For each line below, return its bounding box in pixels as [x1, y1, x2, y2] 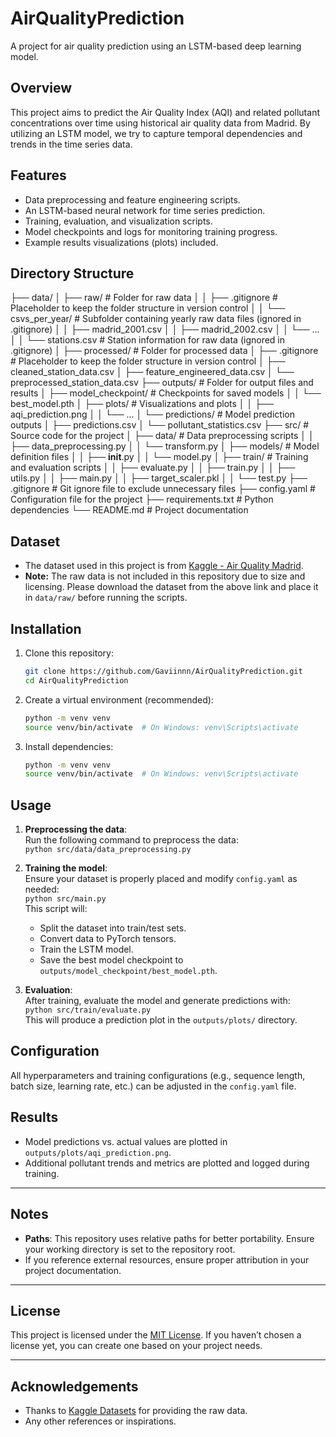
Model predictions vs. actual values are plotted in [24, 1135, 228, 1147]
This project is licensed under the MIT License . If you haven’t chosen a [10, 1329, 302, 1341]
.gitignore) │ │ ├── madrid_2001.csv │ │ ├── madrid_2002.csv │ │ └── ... [10, 323, 320, 336]
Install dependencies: [24, 740, 114, 752]
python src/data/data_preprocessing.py [24, 845, 192, 855]
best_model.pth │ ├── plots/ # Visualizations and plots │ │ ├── [10, 398, 274, 410]
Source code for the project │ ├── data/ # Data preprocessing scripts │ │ [10, 430, 315, 442]
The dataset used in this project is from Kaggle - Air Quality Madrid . [24, 560, 304, 572]
